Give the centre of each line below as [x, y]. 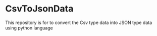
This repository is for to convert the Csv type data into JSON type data [79, 22]
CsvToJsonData [39, 9]
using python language [29, 27]
